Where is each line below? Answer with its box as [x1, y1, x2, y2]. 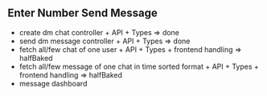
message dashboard [18, 78, 88, 88]
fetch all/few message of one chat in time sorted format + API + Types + [18, 62, 259, 71]
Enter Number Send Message [7, 6, 158, 20]
